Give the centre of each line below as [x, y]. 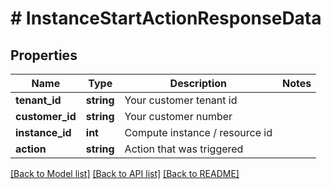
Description [198, 83]
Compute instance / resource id [198, 132]
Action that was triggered [184, 149]
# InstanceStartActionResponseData [166, 18]
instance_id [43, 132]
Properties [44, 55]
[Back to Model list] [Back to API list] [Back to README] [125, 173]
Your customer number [178, 116]
